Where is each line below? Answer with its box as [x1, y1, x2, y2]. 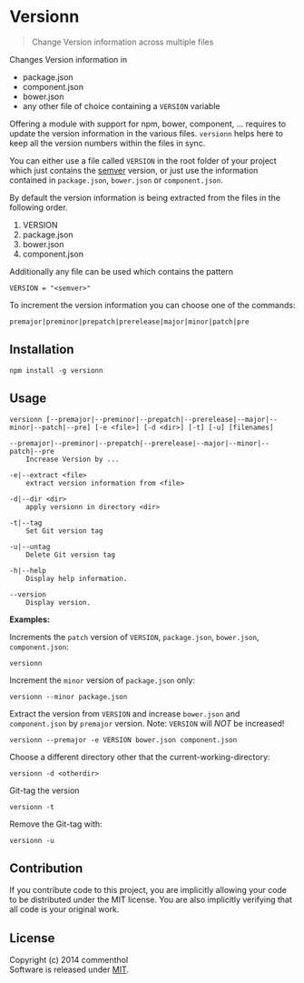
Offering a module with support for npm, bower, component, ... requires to [9, 118, 287, 129]
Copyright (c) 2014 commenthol [9, 955, 129, 966]
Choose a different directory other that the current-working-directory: [9, 751, 270, 762]
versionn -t [9, 802, 54, 811]
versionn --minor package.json [9, 692, 128, 701]
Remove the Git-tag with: [9, 818, 103, 829]
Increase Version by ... [25, 455, 120, 464]
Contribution [9, 860, 83, 876]
